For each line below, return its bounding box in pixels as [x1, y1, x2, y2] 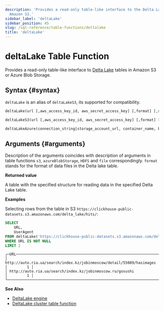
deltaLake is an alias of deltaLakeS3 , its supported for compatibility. [5, 99, 141, 105]
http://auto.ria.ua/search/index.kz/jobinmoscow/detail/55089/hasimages [5, 260, 156, 266]
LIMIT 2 [5, 243, 21, 248]
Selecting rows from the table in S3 [5, 206, 76, 212]
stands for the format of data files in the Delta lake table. [5, 163, 119, 169]
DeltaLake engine [12, 295, 48, 301]
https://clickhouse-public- [76, 207, 134, 212]
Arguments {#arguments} [5, 139, 86, 148]
